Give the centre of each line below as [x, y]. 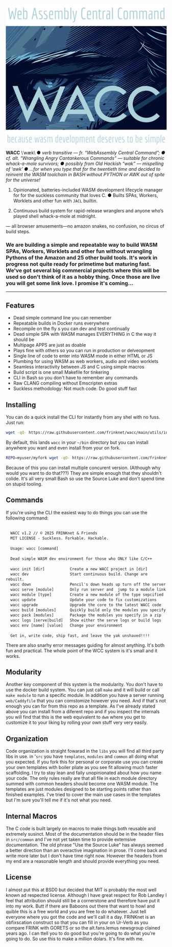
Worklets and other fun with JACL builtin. [55, 201]
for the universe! [23, 180]
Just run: [15, 422]
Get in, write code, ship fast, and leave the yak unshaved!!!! [80, 636]
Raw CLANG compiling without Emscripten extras [65, 383]
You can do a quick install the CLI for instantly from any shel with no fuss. [83, 417]
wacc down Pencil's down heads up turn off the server [88, 584]
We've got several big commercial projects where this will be [83, 270]
